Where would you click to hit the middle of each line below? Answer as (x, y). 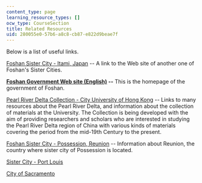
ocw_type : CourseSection (38, 23)
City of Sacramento (31, 174)
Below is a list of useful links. (43, 52)
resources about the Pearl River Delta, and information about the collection (100, 106)
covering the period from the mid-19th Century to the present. (84, 132)
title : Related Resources (39, 29)
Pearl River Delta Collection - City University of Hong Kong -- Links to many (101, 100)
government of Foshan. (36, 88)
